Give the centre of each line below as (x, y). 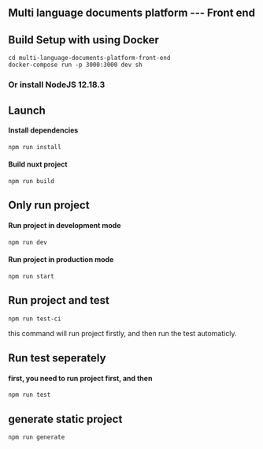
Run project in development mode (65, 225)
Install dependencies (43, 130)
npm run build (31, 181)
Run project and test (59, 300)
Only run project (49, 206)
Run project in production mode (61, 260)
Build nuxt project (38, 164)
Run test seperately (57, 358)
